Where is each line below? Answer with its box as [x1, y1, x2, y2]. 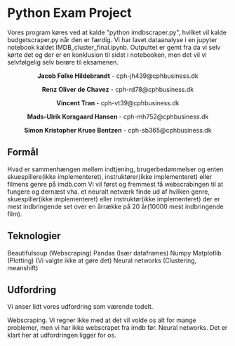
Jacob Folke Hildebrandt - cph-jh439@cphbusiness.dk [37, 72, 199, 80]
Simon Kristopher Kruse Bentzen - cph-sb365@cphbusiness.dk [24, 126, 212, 134]
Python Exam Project [7, 5, 132, 21]
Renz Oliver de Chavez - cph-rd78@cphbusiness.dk [41, 85, 194, 93]
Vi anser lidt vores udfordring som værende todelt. [7, 302, 154, 311]
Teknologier [7, 230, 61, 242]
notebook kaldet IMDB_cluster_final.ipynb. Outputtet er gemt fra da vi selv [7, 43, 221, 51]
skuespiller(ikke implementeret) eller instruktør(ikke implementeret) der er [7, 194, 220, 203]
